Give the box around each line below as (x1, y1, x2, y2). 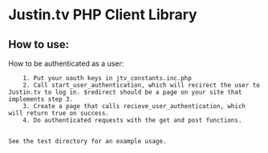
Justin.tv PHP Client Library (8, 6, 198, 24)
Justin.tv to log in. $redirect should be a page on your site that (8, 88, 242, 96)
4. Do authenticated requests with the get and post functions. (22, 116, 242, 124)
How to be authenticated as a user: (8, 58, 124, 68)
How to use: (8, 38, 70, 51)
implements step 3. (8, 95, 74, 103)
